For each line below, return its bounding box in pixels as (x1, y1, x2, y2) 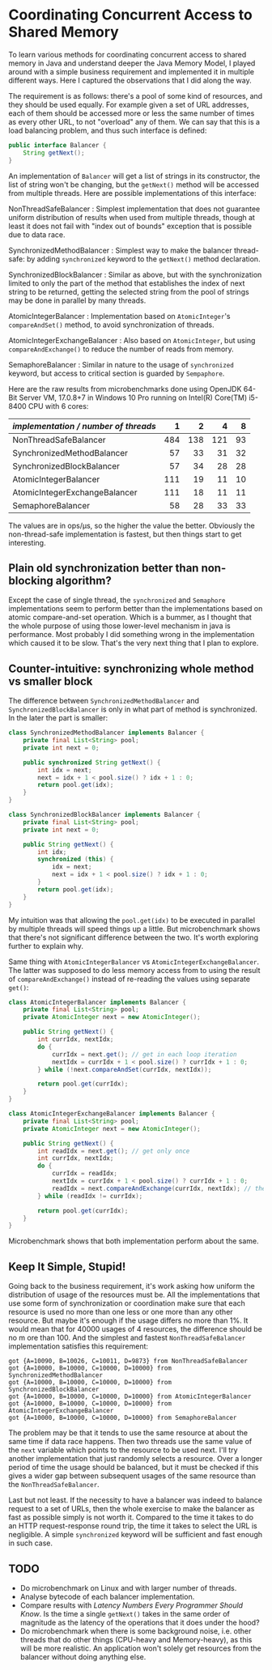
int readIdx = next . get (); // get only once (37, 1147, 190, 1155)
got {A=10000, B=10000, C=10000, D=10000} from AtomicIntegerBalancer (8, 1392, 252, 1401)
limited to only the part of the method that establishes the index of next (8, 278, 245, 288)
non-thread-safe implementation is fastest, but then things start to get (8, 529, 242, 539)
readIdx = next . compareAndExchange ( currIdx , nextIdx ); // (51, 1184, 252, 1192)
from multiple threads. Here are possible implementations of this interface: (8, 188, 257, 198)
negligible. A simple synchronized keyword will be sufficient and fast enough (8, 1530, 263, 1540)
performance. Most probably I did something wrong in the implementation (8, 630, 255, 640)
